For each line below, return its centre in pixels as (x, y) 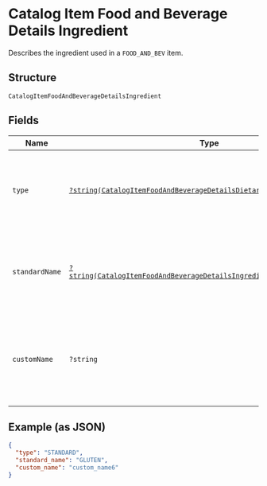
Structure (33, 78)
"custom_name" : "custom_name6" (67, 468)
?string (83, 359)
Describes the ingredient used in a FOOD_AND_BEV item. (96, 52)
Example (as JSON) (57, 427)
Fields (24, 121)
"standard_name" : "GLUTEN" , (62, 461)
